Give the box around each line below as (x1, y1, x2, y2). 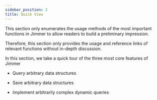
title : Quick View (5, 12, 43, 17)
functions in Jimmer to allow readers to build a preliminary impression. (5, 31, 149, 37)
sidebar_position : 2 (5, 7, 48, 12)
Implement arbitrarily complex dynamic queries (12, 89, 109, 95)
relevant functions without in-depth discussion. (5, 46, 102, 51)
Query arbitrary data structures (12, 70, 77, 76)
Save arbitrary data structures (12, 80, 74, 86)
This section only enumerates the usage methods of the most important (5, 25, 152, 31)
